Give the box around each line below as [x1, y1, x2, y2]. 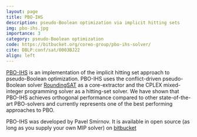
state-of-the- [159, 94, 191, 101]
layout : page [6, 8, 38, 15]
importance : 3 [6, 31, 41, 37]
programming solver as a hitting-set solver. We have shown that [24, 87, 179, 94]
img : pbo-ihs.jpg [6, 25, 49, 31]
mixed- [163, 81, 181, 89]
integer [6, 87, 24, 94]
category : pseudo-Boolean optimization [6, 36, 104, 42]
